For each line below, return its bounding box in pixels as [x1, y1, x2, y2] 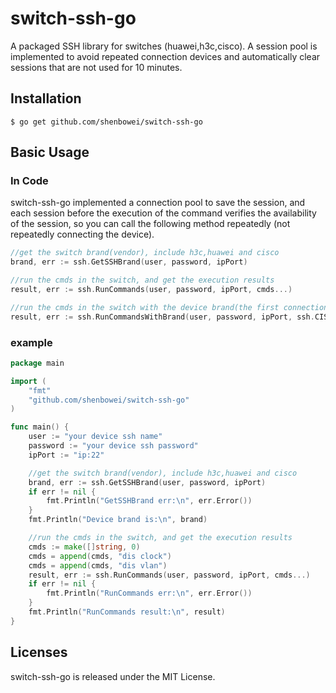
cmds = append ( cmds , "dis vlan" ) [28, 560, 168, 571]
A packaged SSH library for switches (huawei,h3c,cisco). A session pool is [10, 40, 318, 52]
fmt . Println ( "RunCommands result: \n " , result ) [28, 607, 226, 617]
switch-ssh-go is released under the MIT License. [10, 670, 216, 682]
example [10, 335, 53, 349]
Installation [10, 90, 82, 107]
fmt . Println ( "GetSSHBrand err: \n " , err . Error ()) [46, 496, 253, 506]
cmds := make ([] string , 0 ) [28, 542, 141, 552]
